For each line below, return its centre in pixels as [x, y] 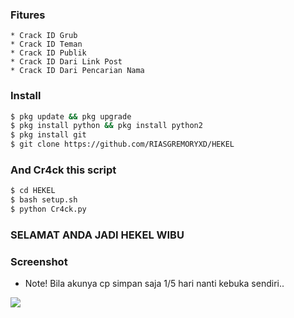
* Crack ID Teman [46, 44]
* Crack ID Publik [48, 53]
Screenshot [39, 261]
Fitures [28, 15]
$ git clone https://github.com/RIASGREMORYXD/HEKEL [122, 144]
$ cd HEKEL [33, 191]
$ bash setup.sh [44, 200]
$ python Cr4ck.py [48, 209]
